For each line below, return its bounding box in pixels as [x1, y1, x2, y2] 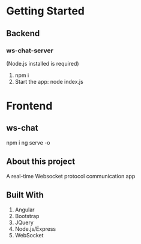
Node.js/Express [14, 225, 56, 233]
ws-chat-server [6, 46, 54, 55]
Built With [6, 190, 44, 200]
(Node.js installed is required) [6, 60, 79, 67]
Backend [6, 28, 40, 39]
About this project [6, 157, 76, 167]
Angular [14, 206, 35, 213]
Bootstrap [14, 212, 40, 219]
